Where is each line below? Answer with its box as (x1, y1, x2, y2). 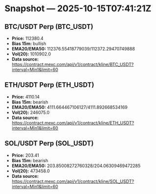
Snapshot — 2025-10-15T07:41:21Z (4, 3, 152, 14)
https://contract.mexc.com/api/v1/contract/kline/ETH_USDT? (11, 120, 134, 125)
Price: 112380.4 (11, 35, 44, 41)
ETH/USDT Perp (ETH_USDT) (4, 81, 94, 89)
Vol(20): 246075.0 (11, 109, 50, 115)
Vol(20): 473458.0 (11, 168, 50, 174)
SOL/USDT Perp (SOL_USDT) (4, 139, 94, 147)
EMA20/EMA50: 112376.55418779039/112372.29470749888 (11, 46, 135, 51)
